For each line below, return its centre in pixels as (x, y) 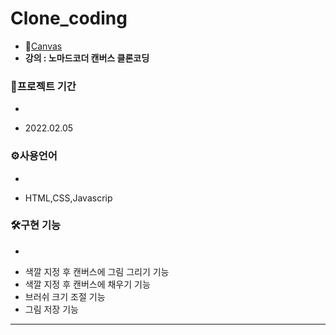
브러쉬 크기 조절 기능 (65, 296)
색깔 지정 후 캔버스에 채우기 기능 (87, 284)
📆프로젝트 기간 (43, 86)
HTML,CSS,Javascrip (68, 198)
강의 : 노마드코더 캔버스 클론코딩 (87, 58)
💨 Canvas (43, 46)
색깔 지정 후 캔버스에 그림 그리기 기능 (97, 271)
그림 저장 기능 (51, 309)
